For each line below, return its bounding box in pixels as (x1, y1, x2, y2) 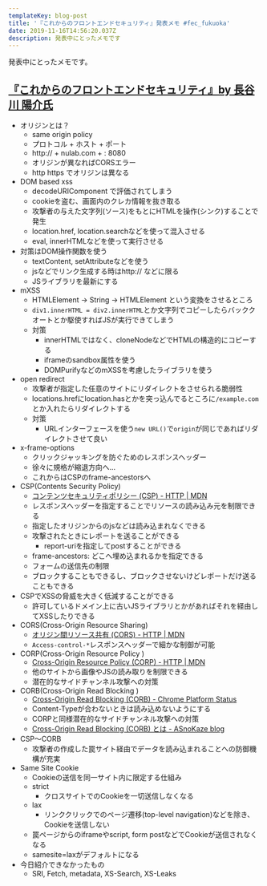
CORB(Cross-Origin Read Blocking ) (19, 686, 139, 696)
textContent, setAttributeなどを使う (31, 257, 149, 266)
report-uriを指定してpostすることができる (43, 541, 182, 551)
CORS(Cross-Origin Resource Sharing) (19, 621, 148, 630)
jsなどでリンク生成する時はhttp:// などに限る (31, 266, 180, 277)
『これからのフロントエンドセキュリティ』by (8, 83, 232, 96)
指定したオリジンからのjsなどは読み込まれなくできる (31, 521, 206, 531)
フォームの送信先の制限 (31, 561, 110, 571)
